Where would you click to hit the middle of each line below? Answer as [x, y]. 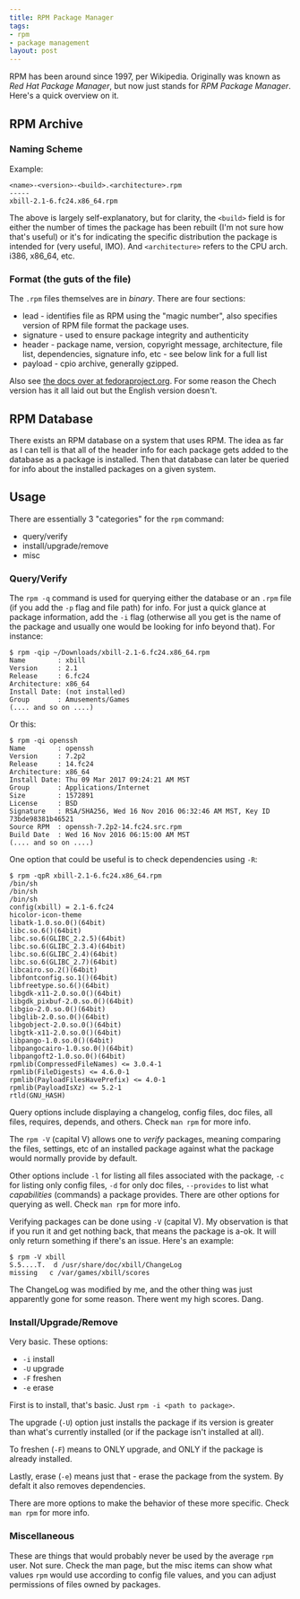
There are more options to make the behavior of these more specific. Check [149, 1503]
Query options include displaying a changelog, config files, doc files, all [141, 1113]
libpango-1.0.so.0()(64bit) [62, 1041]
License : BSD [43, 804]
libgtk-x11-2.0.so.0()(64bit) [66, 1033]
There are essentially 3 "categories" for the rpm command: [117, 519]
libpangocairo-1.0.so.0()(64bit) [72, 1049]
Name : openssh [51, 749]
